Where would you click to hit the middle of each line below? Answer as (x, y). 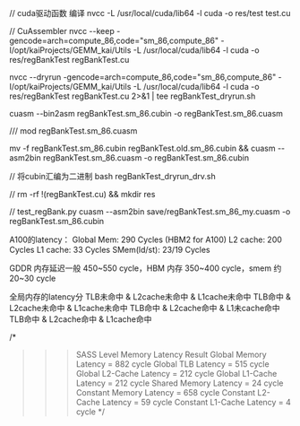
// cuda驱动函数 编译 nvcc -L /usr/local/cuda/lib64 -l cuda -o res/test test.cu (150, 13)
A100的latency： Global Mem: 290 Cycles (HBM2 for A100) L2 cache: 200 (146, 239)
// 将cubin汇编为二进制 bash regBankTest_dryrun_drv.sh (113, 176)
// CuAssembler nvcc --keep (62, 31)
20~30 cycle (33, 278)
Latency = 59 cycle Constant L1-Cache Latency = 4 (196, 402)
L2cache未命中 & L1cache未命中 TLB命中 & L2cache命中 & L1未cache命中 (145, 308)
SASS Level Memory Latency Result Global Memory (171, 354)
